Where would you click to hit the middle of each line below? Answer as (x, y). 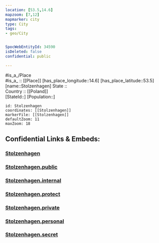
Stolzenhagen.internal (33, 180)
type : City (17, 24)
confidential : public (28, 56)
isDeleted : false (24, 52)
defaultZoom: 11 (22, 119)
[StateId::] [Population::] (30, 96)
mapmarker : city (22, 19)
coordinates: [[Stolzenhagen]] (38, 110)
